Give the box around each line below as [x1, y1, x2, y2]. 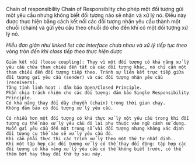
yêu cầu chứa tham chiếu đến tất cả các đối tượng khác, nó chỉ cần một [6, 64, 187, 70]
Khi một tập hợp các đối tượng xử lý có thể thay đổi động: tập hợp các [6, 141, 187, 147]
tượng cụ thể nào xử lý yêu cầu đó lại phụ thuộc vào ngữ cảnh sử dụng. [6, 120, 187, 126]
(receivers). [6, 79, 38, 85]
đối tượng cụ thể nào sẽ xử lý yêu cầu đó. [6, 131, 114, 137]
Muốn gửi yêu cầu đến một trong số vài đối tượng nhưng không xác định [6, 126, 184, 131]
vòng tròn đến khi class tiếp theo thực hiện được [6, 48, 123, 55]
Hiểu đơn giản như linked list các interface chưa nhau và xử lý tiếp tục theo [6, 41, 187, 48]
